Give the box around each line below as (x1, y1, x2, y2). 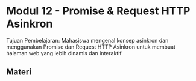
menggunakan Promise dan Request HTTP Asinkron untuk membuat (6, 43, 176, 50)
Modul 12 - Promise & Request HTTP (6, 4, 191, 18)
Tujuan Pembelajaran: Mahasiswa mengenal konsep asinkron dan (6, 37, 169, 44)
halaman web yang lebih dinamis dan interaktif (6, 49, 122, 56)
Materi (6, 67, 32, 77)
